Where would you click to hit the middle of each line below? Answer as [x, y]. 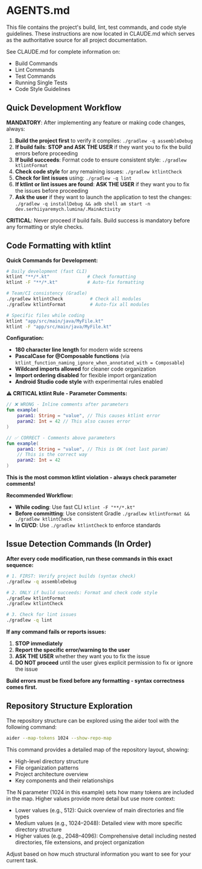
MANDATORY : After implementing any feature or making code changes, [96, 122]
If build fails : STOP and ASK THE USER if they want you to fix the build [103, 147]
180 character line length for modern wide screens [79, 350]
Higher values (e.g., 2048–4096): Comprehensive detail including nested [106, 836]
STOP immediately [39, 643]
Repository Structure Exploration [69, 706]
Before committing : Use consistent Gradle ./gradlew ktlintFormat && [102, 513]
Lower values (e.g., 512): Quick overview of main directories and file [99, 810]
